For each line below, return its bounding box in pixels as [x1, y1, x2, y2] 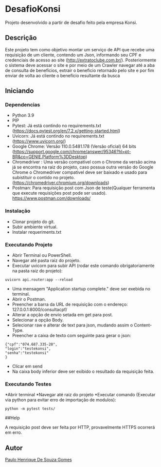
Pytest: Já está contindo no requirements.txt [12, 123, 101, 129]
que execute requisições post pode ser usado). [12, 190, 107, 196]
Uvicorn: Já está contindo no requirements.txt [12, 133, 105, 139]
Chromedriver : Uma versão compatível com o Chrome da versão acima [12, 159, 156, 165]
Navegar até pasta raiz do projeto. [12, 258, 81, 264]
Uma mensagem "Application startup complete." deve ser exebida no [12, 286, 151, 292]
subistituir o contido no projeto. [12, 175, 75, 181]
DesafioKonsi [5, 3, 61, 15]
